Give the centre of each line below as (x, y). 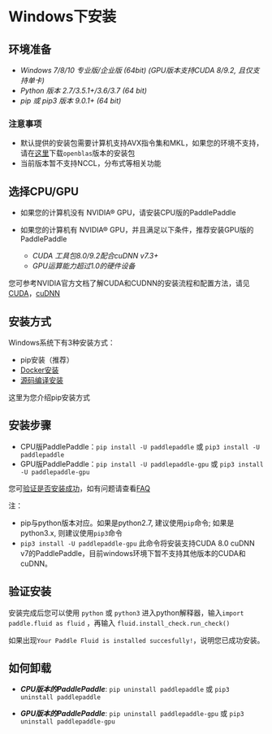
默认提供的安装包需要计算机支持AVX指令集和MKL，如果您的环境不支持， (142, 143)
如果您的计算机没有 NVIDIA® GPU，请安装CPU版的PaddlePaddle (128, 213)
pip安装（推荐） (47, 359)
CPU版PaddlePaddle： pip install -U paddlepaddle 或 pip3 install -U (140, 446)
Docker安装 (39, 370)
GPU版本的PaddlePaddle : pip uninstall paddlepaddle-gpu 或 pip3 (132, 714)
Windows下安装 (62, 17)
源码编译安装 (41, 380)
